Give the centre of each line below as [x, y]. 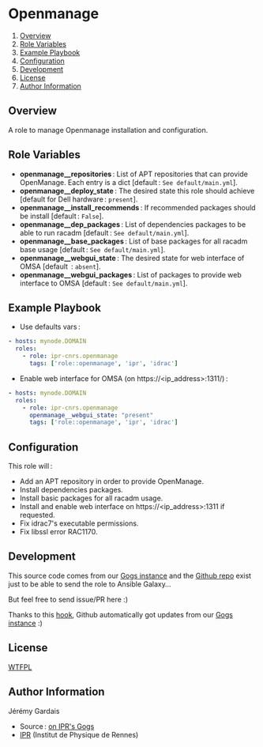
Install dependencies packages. [71, 490]
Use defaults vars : [50, 327]
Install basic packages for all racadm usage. [91, 498]
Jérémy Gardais [34, 711]
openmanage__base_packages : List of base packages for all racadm [133, 241]
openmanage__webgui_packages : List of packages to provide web [131, 274]
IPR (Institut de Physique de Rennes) [79, 734]
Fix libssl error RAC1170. [58, 532]
